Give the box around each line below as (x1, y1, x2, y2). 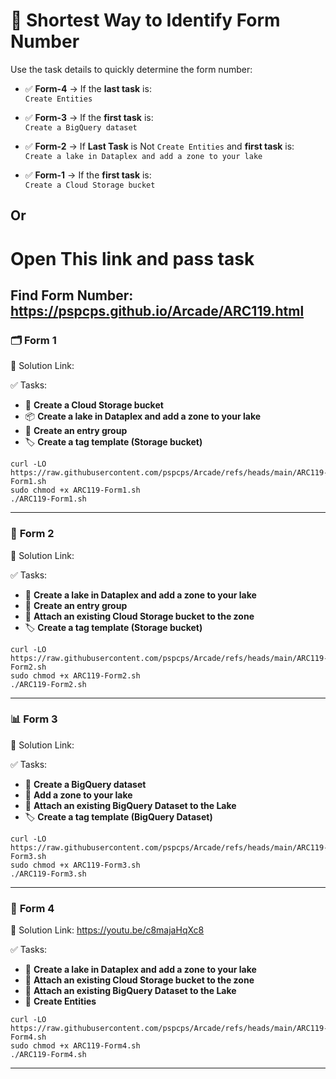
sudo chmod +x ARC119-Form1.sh (10, 485, 141, 496)
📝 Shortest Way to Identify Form (10, 9, 281, 32)
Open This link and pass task (10, 247, 255, 270)
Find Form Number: (10, 287, 134, 304)
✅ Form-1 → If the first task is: (24, 169, 152, 181)
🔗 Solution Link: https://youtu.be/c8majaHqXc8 (10, 924, 205, 936)
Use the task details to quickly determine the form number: (10, 63, 253, 75)
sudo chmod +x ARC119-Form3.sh (10, 860, 141, 870)
